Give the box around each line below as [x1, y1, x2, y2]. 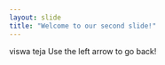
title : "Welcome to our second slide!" [9, 21, 157, 30]
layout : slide [9, 12, 62, 22]
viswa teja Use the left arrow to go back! [9, 45, 157, 56]
